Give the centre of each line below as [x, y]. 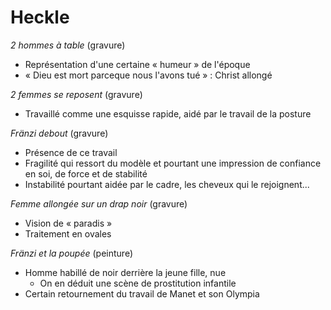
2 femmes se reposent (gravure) [76, 94]
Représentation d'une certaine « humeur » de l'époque [137, 64]
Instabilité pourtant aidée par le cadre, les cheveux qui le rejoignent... [167, 184]
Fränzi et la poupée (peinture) [71, 253]
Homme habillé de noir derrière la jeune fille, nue [125, 272]
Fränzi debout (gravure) [59, 133]
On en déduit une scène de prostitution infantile [138, 283]
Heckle [40, 17]
